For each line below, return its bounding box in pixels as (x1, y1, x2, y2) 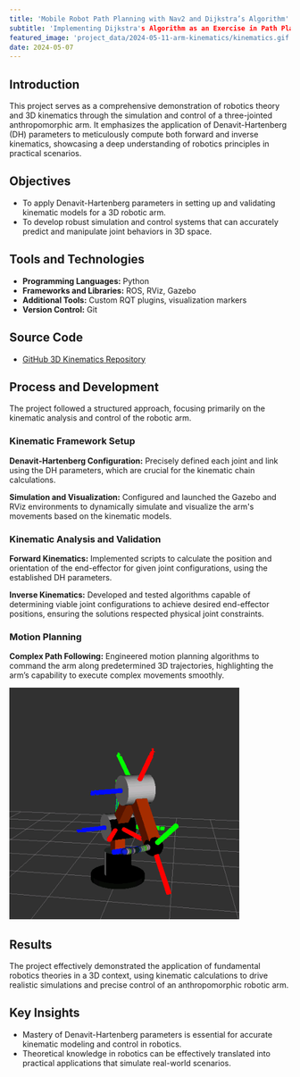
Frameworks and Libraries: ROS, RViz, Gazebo (21, 285, 196, 296)
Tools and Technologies (9, 252, 146, 267)
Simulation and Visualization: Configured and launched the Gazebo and (9, 491, 277, 502)
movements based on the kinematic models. (9, 510, 172, 522)
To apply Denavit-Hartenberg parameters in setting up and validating (21, 197, 276, 208)
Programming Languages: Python (21, 275, 150, 286)
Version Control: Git (21, 304, 98, 314)
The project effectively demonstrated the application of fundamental (9, 961, 261, 972)
